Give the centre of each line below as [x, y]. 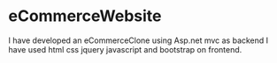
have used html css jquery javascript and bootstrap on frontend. [125, 49]
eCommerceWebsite [85, 16]
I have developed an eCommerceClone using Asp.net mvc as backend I [138, 40]
